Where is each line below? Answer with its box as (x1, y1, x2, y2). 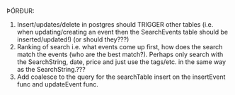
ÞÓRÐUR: (6, 7, 35, 15)
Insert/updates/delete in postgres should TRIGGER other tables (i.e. (16, 20, 214, 28)
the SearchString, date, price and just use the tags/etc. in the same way (16, 58, 227, 66)
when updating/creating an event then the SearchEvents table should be (16, 28, 228, 36)
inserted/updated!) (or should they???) (16, 35, 130, 44)
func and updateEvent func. (16, 80, 98, 88)
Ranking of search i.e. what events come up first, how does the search (16, 43, 223, 51)
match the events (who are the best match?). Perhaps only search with (16, 50, 224, 58)
